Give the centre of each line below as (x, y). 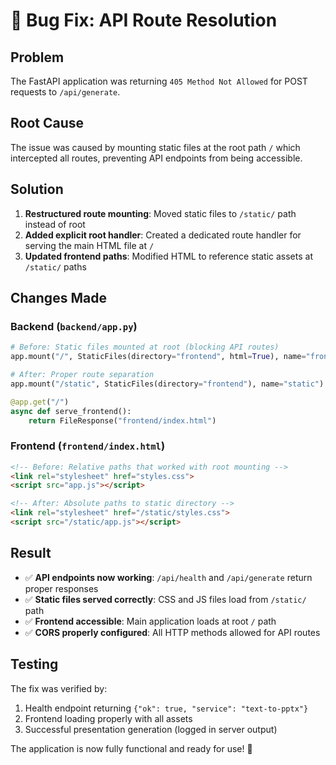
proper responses (61, 588)
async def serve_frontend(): (71, 411)
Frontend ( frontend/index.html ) (88, 446)
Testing (34, 664)
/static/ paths (55, 266)
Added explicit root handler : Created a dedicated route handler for (163, 235)
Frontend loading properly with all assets (108, 718)
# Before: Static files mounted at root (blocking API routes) (145, 347)
